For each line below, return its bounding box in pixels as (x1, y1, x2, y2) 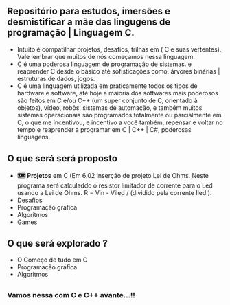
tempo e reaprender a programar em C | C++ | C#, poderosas (16, 125, 192, 133)
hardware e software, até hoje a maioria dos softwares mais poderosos (16, 89, 218, 97)
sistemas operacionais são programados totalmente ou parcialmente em (16, 111, 222, 119)
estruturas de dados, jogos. (16, 74, 95, 82)
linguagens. (16, 133, 51, 141)
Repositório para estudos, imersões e (7, 5, 170, 17)
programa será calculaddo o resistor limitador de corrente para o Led (16, 181, 213, 190)
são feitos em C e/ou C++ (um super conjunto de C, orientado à (16, 96, 198, 104)
